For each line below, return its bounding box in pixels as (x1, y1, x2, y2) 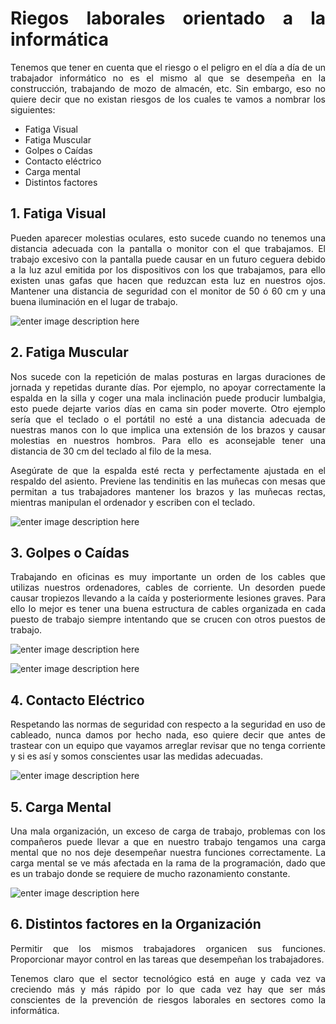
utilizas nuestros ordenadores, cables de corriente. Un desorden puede (10, 582, 326, 594)
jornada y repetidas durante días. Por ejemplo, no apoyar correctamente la (10, 381, 326, 393)
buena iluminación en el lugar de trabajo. (10, 295, 178, 307)
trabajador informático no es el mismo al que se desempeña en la (10, 72, 326, 84)
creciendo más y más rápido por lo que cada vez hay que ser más (10, 983, 326, 995)
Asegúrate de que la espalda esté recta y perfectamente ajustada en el (10, 464, 326, 476)
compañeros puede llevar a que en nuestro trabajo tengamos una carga (10, 836, 326, 847)
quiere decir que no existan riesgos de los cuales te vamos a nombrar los (10, 93, 326, 105)
